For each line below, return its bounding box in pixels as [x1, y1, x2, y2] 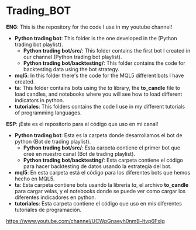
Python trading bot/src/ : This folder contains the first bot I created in [23, 47, 191, 54]
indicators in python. [14, 96, 64, 103]
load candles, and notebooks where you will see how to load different [14, 90, 183, 97]
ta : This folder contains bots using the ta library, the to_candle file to [14, 84, 180, 91]
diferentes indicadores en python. [14, 194, 97, 201]
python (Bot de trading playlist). [14, 138, 91, 145]
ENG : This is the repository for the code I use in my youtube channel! [6, 23, 173, 30]
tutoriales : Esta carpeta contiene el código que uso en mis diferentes [14, 200, 183, 207]
